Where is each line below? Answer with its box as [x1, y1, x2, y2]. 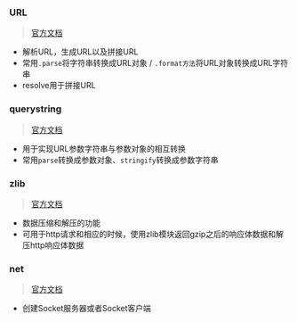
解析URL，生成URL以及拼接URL [21, 46, 139, 57]
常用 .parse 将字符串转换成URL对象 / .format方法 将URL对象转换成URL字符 [21, 58, 289, 69]
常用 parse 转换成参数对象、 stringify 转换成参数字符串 [21, 154, 220, 165]
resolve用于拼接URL [21, 80, 96, 91]
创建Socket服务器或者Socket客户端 [21, 303, 151, 314]
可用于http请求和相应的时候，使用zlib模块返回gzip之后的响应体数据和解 [21, 228, 285, 239]
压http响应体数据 [21, 239, 84, 251]
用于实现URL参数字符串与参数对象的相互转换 [21, 143, 187, 153]
